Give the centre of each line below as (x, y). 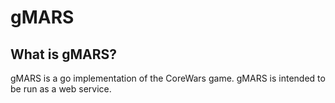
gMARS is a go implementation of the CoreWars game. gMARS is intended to (168, 78)
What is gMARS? (63, 54)
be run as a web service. (61, 89)
